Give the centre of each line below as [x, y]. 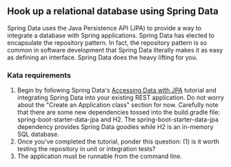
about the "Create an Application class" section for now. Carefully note [118, 105]
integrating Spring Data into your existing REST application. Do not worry [120, 98]
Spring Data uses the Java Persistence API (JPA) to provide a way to [104, 28]
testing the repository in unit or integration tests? [86, 149]
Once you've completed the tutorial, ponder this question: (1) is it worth [118, 141]
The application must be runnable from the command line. [100, 156]
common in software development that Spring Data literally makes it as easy [115, 50]
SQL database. [38, 135]
